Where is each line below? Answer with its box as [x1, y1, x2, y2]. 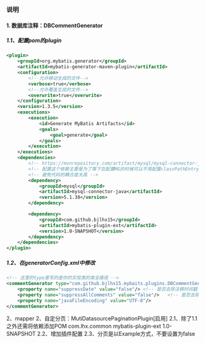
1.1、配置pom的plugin [6, 37, 62, 44]
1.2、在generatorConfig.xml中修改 [6, 259, 96, 266]
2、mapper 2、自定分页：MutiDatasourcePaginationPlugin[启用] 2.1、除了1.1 [6, 315, 198, 322]
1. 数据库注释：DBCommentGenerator [6, 21, 103, 29]
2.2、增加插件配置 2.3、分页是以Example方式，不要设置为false [37, 330, 195, 338]
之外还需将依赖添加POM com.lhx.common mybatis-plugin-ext [6, 322, 162, 330]
